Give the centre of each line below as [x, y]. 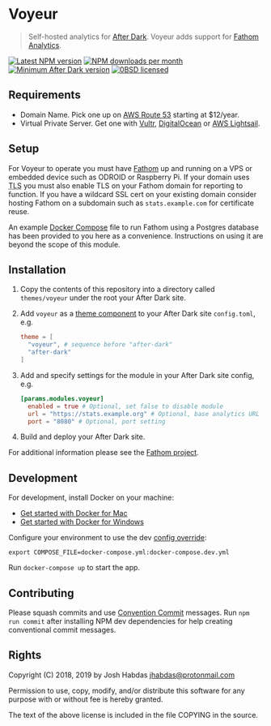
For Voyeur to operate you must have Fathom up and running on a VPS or [131, 168]
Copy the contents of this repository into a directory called [118, 290]
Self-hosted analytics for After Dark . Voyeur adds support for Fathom [143, 37]
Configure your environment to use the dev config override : [108, 538]
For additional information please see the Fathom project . [104, 453]
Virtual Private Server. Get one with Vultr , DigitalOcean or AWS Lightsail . [140, 123]
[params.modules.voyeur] [62, 398]
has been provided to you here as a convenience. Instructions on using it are [136, 235]
